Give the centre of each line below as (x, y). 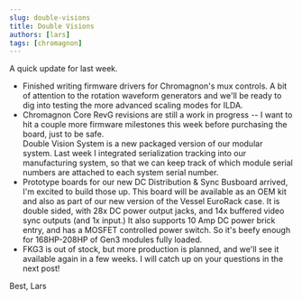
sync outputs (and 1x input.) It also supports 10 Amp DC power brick (149, 220)
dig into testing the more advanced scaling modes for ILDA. (133, 106)
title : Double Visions (52, 26)
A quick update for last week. (64, 69)
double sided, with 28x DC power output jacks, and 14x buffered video (153, 211)
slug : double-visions (50, 18)
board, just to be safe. (63, 134)
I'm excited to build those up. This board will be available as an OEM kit (154, 192)
